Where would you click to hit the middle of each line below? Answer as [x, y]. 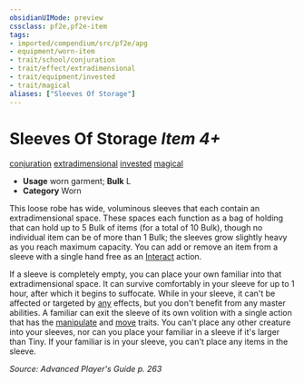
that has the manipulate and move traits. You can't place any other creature [150, 322]
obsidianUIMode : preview [56, 18]
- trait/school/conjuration [63, 60]
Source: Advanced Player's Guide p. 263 [86, 369]
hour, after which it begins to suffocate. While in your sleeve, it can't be [142, 294]
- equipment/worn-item [52, 52]
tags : [20, 34]
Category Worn [52, 191]
